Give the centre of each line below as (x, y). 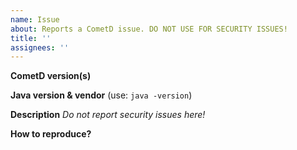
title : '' (31, 38)
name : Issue (35, 19)
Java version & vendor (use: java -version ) (101, 95)
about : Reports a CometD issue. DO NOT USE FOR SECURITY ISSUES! (149, 29)
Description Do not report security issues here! (108, 115)
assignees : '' (40, 47)
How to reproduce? (51, 134)
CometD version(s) (51, 76)
